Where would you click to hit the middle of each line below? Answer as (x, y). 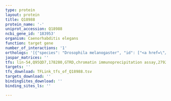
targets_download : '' (28, 77)
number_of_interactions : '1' (36, 48)
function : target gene (29, 43)
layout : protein (22, 15)
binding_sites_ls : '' (28, 86)
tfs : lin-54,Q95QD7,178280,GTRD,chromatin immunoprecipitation (74, 62)
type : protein (20, 10)
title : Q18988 (20, 19)
